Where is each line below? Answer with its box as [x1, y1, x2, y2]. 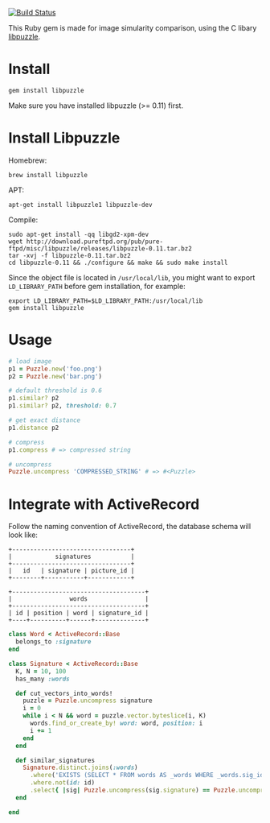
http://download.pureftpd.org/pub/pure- [26, 238, 163, 246]
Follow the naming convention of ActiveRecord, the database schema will [8, 522, 252, 531]
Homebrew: [8, 155, 47, 165]
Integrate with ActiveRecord [8, 495, 200, 513]
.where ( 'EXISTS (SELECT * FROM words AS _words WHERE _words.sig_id [29, 771, 264, 780]
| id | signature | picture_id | [8, 567, 135, 575]
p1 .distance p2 [8, 424, 59, 432]
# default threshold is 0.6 [8, 387, 103, 395]
